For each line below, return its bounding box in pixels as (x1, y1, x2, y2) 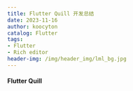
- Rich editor (7, 49, 49, 56)
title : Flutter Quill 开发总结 (7, 10, 94, 17)
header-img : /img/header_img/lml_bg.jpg (7, 56, 127, 63)
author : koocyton (7, 23, 58, 30)
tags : (7, 36, 23, 43)
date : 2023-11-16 (7, 17, 58, 24)
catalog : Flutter (7, 29, 58, 37)
